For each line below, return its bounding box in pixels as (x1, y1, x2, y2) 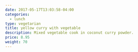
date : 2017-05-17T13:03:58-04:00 (5, 7, 74, 12)
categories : (5, 12, 30, 17)
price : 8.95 (5, 35, 30, 40)
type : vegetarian (5, 21, 41, 26)
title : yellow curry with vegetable (5, 26, 81, 31)
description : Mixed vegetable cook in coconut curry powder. (5, 30, 134, 35)
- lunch (9, 16, 26, 21)
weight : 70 (5, 40, 28, 45)
